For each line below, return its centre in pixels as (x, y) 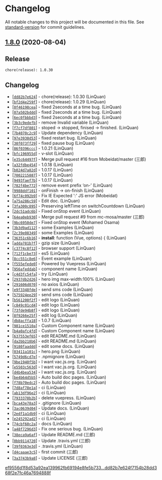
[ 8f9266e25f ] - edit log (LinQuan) (45, 315)
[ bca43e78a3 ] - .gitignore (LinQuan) (47, 403)
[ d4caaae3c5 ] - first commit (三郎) (45, 452)
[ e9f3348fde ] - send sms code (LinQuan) (52, 289)
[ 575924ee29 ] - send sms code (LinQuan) (52, 294)
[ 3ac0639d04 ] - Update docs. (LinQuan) (51, 408)
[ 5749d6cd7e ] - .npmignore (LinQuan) (49, 356)
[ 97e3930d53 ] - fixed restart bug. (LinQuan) (54, 138)
